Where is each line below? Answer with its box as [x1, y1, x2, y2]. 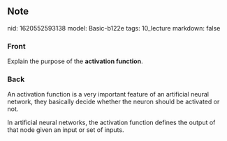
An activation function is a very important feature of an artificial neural [7, 90, 210, 99]
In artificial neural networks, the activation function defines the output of [7, 118, 216, 127]
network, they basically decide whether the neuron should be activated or [7, 97, 220, 106]
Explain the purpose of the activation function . [7, 57, 143, 65]
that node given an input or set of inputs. [7, 126, 124, 134]
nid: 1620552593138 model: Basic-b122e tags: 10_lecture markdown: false [7, 24, 221, 32]
